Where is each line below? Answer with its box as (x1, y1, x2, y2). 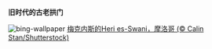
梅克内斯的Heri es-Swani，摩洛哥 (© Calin (66, 24, 204, 33)
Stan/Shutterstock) (8, 33, 69, 42)
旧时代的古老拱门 (8, 8, 64, 16)
